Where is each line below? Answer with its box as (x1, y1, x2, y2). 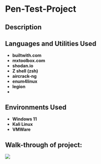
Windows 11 (12, 116, 37, 122)
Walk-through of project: (5, 141, 82, 149)
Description (5, 23, 42, 31)
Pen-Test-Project (5, 3, 76, 15)
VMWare (12, 126, 31, 133)
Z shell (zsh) (12, 68, 38, 74)
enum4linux (12, 78, 38, 84)
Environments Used (5, 103, 67, 111)
